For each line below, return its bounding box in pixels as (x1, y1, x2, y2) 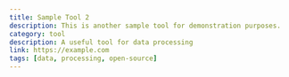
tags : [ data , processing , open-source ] (9, 54, 158, 63)
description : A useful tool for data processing (9, 37, 194, 47)
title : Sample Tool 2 (9, 12, 90, 22)
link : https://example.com (9, 46, 110, 55)
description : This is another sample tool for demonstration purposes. (9, 21, 281, 30)
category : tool (9, 29, 66, 38)
